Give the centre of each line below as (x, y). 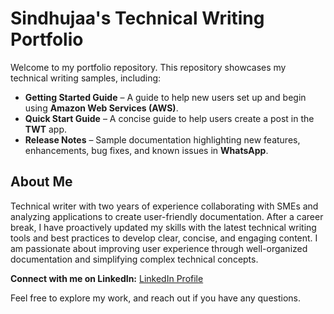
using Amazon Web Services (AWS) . (101, 108)
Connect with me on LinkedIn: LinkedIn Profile (107, 278)
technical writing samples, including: (86, 78)
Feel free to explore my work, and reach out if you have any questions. (155, 298)
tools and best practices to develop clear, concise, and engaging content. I (164, 238)
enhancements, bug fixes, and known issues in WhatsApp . (146, 150)
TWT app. (45, 129)
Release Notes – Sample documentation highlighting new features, (162, 139)
